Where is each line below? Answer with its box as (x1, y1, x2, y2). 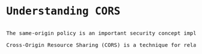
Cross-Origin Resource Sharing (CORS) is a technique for (6, 42, 181, 48)
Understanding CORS (6, 5, 121, 18)
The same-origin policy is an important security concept (6, 30, 181, 36)
